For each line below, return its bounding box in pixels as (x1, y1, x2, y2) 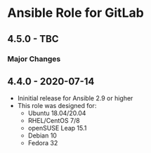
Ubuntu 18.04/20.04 (27, 109, 86, 117)
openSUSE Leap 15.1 (27, 124, 87, 133)
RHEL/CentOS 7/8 (27, 117, 80, 125)
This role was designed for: (17, 102, 97, 110)
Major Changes (7, 54, 61, 64)
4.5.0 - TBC (7, 33, 59, 45)
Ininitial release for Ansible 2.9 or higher (17, 94, 133, 102)
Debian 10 (27, 131, 58, 140)
